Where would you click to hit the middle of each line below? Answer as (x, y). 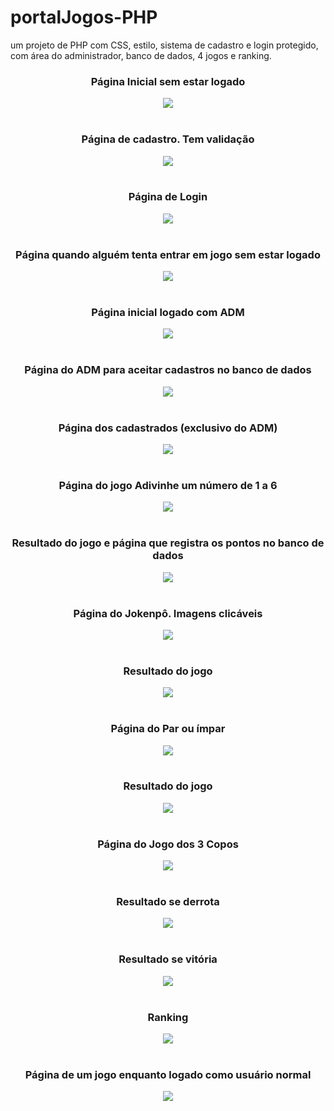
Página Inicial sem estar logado (168, 81)
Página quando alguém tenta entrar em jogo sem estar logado (168, 254)
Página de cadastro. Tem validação (168, 139)
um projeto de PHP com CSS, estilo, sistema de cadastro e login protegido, (164, 45)
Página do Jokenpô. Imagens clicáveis (168, 613)
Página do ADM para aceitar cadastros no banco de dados (168, 370)
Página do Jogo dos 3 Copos (168, 844)
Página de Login (168, 197)
